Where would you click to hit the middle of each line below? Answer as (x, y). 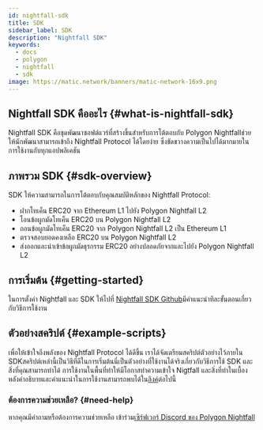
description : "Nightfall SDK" (58, 38)
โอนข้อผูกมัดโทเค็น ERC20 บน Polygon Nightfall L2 (95, 220)
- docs (26, 52)
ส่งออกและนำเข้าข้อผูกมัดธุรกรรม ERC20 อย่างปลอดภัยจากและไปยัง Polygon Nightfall (137, 247)
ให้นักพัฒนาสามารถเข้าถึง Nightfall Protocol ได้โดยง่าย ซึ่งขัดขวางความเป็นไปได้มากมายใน (129, 141)
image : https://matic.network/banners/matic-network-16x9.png (113, 81)
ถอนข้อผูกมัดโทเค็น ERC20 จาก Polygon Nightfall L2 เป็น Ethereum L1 (123, 228)
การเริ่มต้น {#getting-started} (76, 280)
